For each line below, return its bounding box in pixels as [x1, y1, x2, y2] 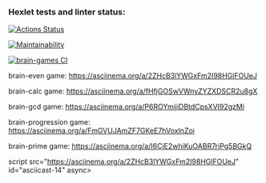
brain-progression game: [8, 117, 91, 127]
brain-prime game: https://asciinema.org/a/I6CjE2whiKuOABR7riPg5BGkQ [8, 141, 252, 151]
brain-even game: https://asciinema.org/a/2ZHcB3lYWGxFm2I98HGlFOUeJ [8, 71, 258, 81]
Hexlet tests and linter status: [8, 6, 126, 18]
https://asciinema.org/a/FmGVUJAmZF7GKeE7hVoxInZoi [8, 126, 195, 136]
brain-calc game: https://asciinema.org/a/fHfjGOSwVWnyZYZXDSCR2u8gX [8, 86, 258, 96]
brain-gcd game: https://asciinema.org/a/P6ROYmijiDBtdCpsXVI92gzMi [8, 102, 245, 112]
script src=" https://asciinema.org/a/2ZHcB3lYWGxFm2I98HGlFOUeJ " [8, 157, 240, 166]
